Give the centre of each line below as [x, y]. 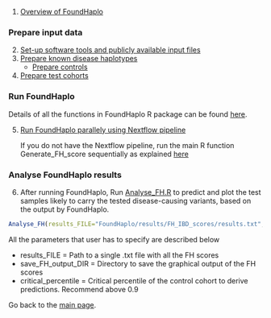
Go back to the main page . [52, 304]
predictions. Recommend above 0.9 [79, 289]
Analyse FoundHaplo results [65, 175]
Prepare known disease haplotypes [79, 59]
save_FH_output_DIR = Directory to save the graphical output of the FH [138, 263]
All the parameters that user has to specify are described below [114, 239]
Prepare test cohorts [54, 76]
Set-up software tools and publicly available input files [110, 50]
